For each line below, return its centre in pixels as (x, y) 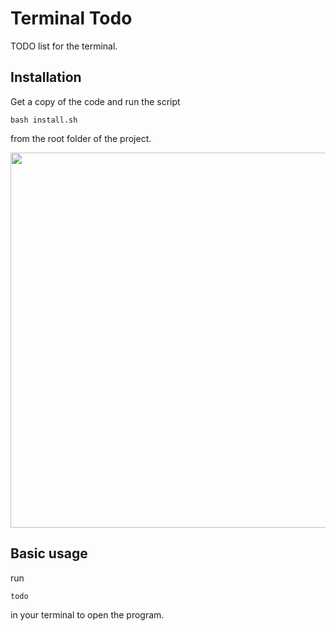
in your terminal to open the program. (87, 614)
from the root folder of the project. (81, 138)
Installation (46, 77)
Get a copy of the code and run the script (95, 101)
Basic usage (49, 553)
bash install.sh (44, 120)
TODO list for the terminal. (64, 46)
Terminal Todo (71, 18)
